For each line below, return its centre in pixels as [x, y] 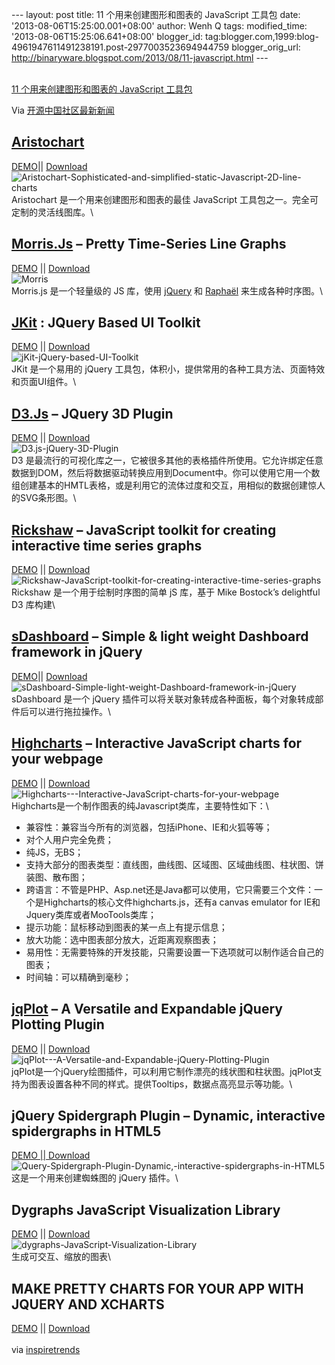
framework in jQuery [77, 652]
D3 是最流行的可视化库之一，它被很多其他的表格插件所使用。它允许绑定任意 [167, 460]
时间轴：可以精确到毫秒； [78, 977]
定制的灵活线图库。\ [52, 212]
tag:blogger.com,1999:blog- [261, 36]
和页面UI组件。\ [44, 382]
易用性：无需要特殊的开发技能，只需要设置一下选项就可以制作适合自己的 [174, 952]
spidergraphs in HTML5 [86, 1131]
